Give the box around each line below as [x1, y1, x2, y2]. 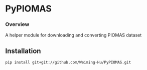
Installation [5, 46, 41, 55]
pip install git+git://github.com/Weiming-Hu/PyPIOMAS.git [5, 60, 131, 65]
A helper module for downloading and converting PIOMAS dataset [5, 32, 142, 38]
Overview [5, 21, 30, 28]
